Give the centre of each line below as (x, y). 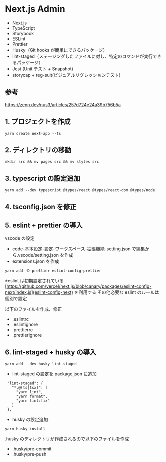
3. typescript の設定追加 (43, 178)
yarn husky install (25, 429)
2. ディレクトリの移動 (38, 150)
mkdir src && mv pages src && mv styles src (52, 162)
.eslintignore (25, 325)
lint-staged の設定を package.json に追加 (54, 374)
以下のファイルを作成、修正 (34, 309)
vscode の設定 (20, 238)
